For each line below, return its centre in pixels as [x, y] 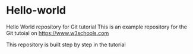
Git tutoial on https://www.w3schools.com [58, 33]
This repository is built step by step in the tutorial [66, 45]
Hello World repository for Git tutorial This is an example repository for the [97, 27]
